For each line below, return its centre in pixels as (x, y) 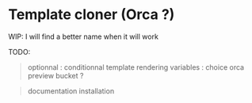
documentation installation (71, 91)
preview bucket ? (55, 75)
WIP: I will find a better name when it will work (83, 36)
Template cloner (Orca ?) (92, 15)
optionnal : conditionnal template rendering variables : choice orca (136, 67)
